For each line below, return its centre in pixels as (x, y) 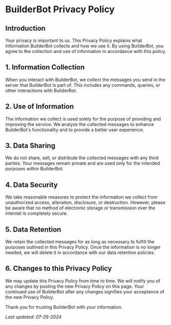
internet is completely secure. (36, 213)
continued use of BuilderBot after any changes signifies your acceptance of (85, 291)
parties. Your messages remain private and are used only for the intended (83, 163)
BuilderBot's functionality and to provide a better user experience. (75, 130)
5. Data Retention (33, 229)
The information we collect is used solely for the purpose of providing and (83, 119)
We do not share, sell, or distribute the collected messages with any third (82, 158)
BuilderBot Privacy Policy (60, 9)
